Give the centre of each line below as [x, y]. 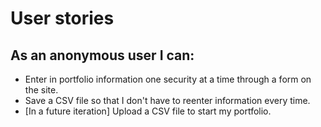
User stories [62, 18]
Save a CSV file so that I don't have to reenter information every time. [167, 100]
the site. [41, 90]
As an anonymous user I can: [102, 55]
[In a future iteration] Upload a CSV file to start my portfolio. [148, 111]
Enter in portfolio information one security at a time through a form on [168, 79]
